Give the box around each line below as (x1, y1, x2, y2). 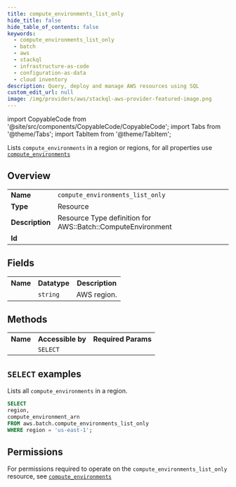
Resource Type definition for (57, 213, 152, 223)
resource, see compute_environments (7, 472, 112, 481)
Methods (7, 314, 48, 326)
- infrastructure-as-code (13, 63, 90, 70)
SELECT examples (7, 368, 82, 380)
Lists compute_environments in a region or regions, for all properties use (7, 144, 213, 152)
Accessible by (37, 334, 86, 344)
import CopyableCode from (7, 115, 86, 123)
